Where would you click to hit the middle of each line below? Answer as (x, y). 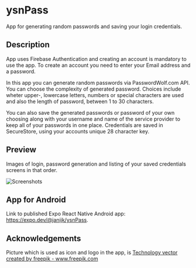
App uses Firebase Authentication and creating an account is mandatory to (97, 59)
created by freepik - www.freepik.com (52, 259)
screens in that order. (32, 170)
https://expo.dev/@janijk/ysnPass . (47, 220)
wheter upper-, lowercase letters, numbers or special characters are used (95, 95)
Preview (21, 150)
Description (28, 45)
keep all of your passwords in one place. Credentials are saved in (85, 125)
